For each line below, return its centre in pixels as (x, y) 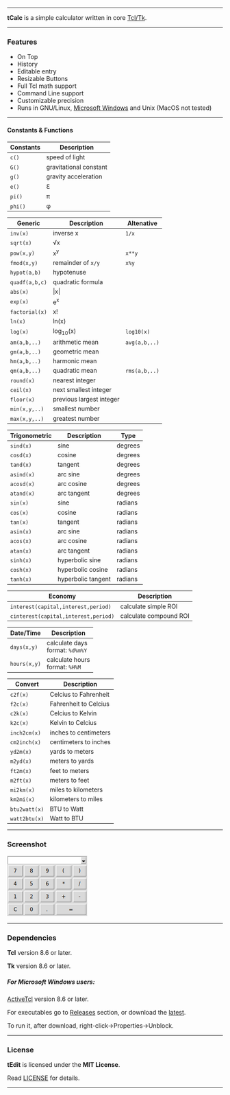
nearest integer (74, 380)
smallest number (76, 408)
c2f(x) (19, 695)
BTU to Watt (67, 809)
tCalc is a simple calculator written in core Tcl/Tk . (77, 18)
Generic (28, 223)
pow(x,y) (23, 253)
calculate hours (68, 660)
